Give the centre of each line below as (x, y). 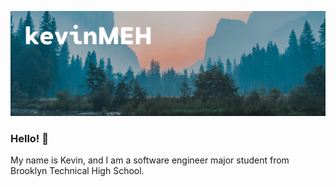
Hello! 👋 (30, 138)
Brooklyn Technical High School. (77, 171)
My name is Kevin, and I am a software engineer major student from (150, 160)
